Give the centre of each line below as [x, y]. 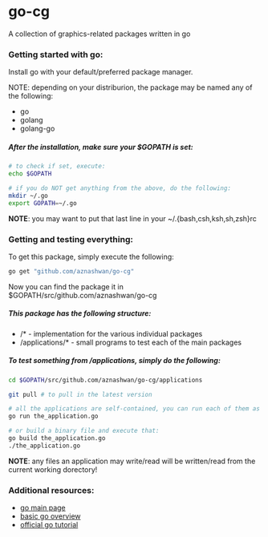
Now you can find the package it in [66, 286]
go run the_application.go [53, 416]
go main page [43, 508]
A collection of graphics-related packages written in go [99, 34]
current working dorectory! [53, 469]
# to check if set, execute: [57, 167]
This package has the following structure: [80, 313]
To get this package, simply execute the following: [91, 256]
